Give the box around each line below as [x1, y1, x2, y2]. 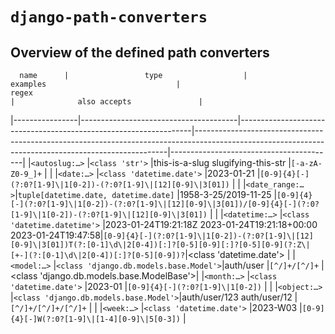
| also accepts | [10, 97, 203, 107]
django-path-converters [10, 8, 208, 27]
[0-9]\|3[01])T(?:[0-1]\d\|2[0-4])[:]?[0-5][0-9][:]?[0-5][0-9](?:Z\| [10, 240, 311, 250]
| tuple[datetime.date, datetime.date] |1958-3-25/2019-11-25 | [14, 189, 278, 200]
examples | [10, 79, 182, 89]
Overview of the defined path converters [10, 44, 270, 61]
